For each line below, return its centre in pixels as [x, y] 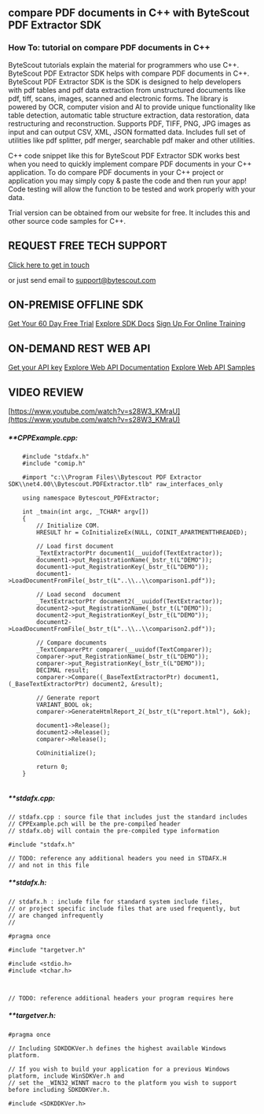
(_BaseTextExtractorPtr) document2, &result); [86, 684]
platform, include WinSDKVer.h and [66, 1076]
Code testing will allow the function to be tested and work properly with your [132, 189]
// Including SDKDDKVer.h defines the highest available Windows [117, 1048]
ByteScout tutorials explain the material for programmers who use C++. [124, 65]
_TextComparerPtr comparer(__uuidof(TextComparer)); [125, 649]
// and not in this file [49, 865]
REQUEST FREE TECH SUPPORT [88, 246]
